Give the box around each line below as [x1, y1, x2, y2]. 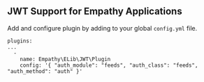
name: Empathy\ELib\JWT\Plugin [20, 56, 111, 63]
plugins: [7, 38, 33, 44]
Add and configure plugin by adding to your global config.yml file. [7, 24, 198, 32]
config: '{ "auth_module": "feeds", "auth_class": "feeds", [20, 62, 198, 69]
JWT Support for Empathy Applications [7, 6, 183, 17]
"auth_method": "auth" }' [7, 67, 82, 75]
